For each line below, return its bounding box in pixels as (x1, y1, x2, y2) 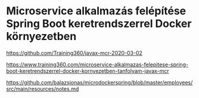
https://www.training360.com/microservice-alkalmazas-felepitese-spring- (6, 61, 189, 68)
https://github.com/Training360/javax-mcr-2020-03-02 (6, 49, 143, 56)
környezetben (6, 30, 77, 43)
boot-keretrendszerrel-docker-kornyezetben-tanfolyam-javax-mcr (6, 67, 170, 74)
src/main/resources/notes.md (6, 85, 79, 92)
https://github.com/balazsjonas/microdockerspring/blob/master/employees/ (6, 79, 193, 86)
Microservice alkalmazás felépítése (6, 4, 186, 18)
